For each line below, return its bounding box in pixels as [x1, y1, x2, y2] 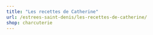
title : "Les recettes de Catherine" [6, 8, 99, 15]
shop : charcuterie [6, 20, 53, 26]
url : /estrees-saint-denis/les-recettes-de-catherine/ [6, 14, 148, 20]
